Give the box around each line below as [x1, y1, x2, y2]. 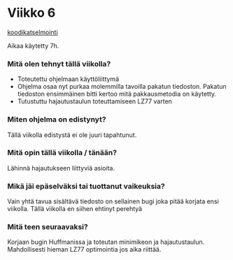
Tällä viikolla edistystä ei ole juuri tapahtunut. [7, 131, 137, 139]
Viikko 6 [7, 5, 56, 21]
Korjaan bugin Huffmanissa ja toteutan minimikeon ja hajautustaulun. [7, 238, 205, 246]
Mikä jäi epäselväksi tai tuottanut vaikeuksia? [7, 181, 166, 191]
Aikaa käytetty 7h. [7, 41, 59, 50]
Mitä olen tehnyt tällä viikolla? [7, 59, 111, 68]
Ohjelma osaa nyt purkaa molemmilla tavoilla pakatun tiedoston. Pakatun [17, 82, 227, 91]
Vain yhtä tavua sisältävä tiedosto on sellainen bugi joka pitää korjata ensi [7, 197, 219, 205]
